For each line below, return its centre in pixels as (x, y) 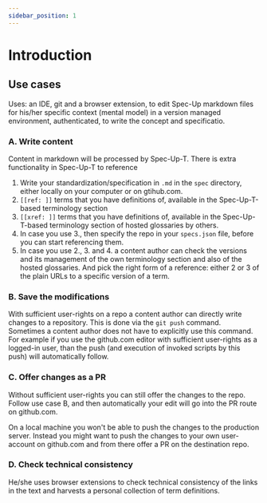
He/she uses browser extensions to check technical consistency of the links (133, 482)
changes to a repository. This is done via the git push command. (115, 323)
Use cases (35, 85)
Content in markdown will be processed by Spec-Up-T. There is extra (122, 158)
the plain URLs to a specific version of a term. (94, 275)
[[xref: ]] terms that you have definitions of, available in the (120, 216)
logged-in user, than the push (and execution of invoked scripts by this (124, 348)
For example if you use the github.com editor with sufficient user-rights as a (133, 339)
